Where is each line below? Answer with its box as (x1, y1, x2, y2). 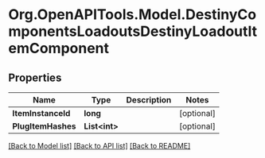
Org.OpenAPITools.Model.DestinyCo (8, 6, 257, 24)
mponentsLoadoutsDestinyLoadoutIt (8, 22, 258, 40)
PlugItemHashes (12, 121, 76, 132)
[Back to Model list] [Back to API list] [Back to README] (8, 141, 191, 150)
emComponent (8, 40, 110, 57)
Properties (8, 71, 62, 84)
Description (126, 94, 172, 105)
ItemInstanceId (12, 108, 71, 118)
